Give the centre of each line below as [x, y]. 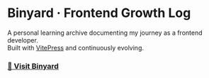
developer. [23, 40]
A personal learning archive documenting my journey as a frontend [105, 33]
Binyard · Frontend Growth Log [99, 13]
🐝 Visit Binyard [33, 66]
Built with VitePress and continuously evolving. [75, 48]
